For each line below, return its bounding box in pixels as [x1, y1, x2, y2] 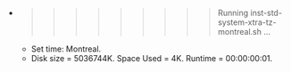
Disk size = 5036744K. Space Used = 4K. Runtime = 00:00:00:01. [30, 53, 273, 63]
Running [217, 8, 249, 18]
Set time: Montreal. [30, 44, 102, 54]
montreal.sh [217, 27, 262, 36]
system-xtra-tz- [217, 17, 277, 28]
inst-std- [249, 8, 283, 18]
